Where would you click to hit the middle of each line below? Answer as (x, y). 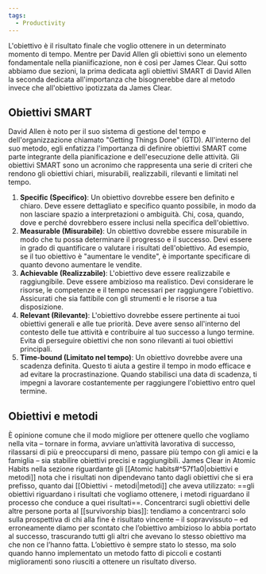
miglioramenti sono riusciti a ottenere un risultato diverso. (102, 562)
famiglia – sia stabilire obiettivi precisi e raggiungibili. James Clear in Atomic (132, 461)
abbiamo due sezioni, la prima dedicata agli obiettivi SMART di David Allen (130, 71)
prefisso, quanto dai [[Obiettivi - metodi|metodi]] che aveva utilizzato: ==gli (131, 486)
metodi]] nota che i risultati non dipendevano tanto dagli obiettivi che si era (131, 477)
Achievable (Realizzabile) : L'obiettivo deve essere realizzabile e (125, 274)
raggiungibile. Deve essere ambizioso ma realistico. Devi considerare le (137, 281)
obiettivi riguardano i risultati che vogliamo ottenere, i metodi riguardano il (129, 494)
